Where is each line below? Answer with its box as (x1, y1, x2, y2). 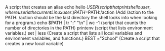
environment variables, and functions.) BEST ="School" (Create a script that (5, 35, 160, 41)
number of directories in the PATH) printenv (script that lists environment (5, 25, 153, 31)
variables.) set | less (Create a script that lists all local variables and (5, 30, 142, 36)
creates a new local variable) (5, 41, 64, 46)
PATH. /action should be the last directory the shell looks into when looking (5, 15, 158, 20)
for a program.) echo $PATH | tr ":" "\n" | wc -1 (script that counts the (5, 20, 146, 25)
